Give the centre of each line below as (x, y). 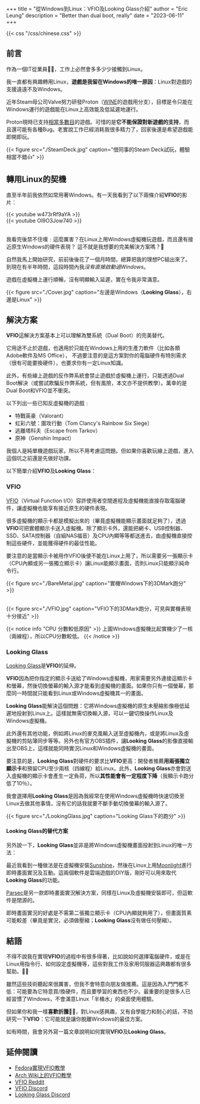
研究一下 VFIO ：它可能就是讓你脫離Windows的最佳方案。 (76, 1019)
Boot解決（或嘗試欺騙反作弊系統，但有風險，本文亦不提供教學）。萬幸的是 (97, 383)
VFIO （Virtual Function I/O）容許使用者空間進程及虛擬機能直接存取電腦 (93, 500)
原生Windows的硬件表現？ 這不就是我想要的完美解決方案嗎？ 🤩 (88, 247)
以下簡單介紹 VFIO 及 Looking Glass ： (51, 471)
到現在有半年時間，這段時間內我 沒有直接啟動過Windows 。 (78, 266)
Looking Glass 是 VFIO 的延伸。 (43, 665)
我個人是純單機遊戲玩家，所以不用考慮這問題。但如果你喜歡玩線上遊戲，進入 (100, 451)
